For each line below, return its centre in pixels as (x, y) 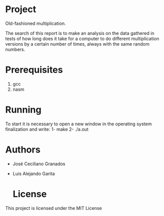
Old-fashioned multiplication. (36, 23)
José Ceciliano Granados (39, 164)
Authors (23, 150)
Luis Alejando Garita (34, 173)
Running (23, 110)
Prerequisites (34, 70)
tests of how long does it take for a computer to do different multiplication (82, 39)
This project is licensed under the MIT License (54, 208)
